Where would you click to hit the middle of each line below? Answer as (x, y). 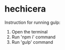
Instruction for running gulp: (32, 22)
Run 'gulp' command (32, 42)
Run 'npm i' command (33, 37)
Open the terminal (30, 32)
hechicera (25, 9)
